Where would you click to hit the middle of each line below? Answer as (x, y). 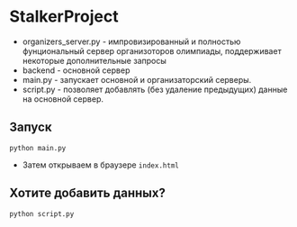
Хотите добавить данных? (88, 193)
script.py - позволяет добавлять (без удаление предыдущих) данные (155, 89)
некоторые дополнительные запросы (94, 60)
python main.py (38, 148)
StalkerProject (64, 17)
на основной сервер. (63, 99)
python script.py (42, 213)
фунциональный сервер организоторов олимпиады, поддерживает (152, 50)
